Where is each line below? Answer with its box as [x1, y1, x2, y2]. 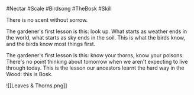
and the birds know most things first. [6, 41, 96, 47]
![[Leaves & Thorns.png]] [6, 82, 67, 89]
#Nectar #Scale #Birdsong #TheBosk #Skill [6, 5, 112, 12]
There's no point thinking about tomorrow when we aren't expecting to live [6, 58, 188, 65]
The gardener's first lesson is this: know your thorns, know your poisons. [6, 52, 185, 58]
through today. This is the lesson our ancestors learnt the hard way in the [6, 64, 185, 71]
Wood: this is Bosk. [6, 71, 53, 77]
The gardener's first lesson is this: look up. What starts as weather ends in [6, 28, 187, 35]
